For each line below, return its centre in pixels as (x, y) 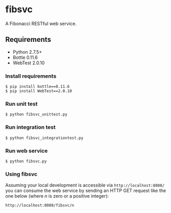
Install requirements (31, 76)
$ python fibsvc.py (26, 161)
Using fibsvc (21, 174)
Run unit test (22, 104)
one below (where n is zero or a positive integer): (57, 196)
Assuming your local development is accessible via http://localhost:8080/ (85, 185)
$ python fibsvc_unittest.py (36, 114)
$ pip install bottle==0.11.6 (38, 87)
